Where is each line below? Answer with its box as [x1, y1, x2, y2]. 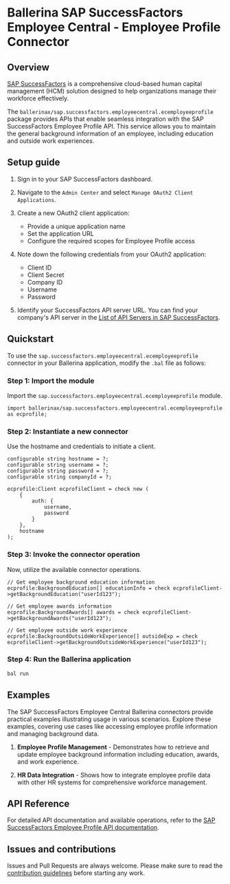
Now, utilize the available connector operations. [7, 565, 142, 573]
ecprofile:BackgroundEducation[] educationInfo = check [7, 584, 170, 592]
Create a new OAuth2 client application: [16, 208, 130, 217]
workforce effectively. [7, 94, 69, 102]
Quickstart [7, 333, 54, 345]
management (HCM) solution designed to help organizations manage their [7, 87, 217, 95]
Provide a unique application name [27, 222, 126, 230]
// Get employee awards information [7, 603, 112, 610]
